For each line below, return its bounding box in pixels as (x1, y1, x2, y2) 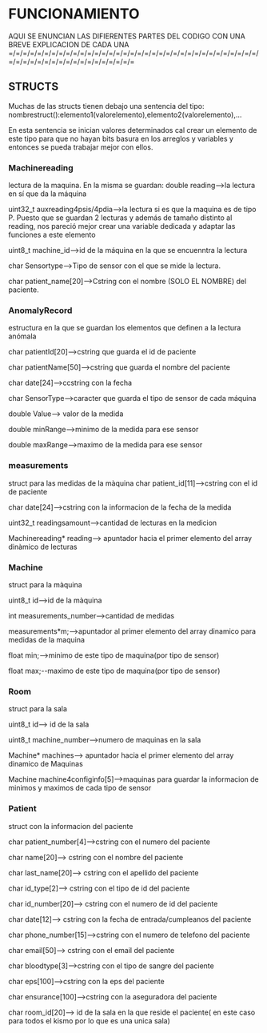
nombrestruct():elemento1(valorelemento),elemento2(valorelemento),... (8, 110, 242, 119)
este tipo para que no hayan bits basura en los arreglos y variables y (8, 134, 234, 143)
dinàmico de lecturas (8, 542, 78, 551)
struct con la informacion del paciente (8, 821, 133, 831)
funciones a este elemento (8, 230, 96, 240)
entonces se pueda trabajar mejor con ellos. (8, 142, 153, 152)
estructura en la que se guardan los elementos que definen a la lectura (8, 323, 241, 333)
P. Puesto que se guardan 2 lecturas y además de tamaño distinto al (8, 213, 233, 222)
